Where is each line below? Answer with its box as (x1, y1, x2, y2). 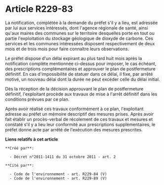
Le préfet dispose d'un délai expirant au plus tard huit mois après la (5, 55, 142, 61)
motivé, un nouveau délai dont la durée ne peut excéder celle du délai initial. (5, 76, 160, 82)
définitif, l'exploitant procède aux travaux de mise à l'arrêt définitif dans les (5, 91, 158, 97)
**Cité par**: (5, 163, 35, 168)
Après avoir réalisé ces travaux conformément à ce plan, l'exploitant (5, 106, 144, 112)
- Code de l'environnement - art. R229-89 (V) (9, 176, 107, 181)
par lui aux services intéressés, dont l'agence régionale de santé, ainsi (5, 25, 148, 31)
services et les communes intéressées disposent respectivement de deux (5, 40, 155, 46)
